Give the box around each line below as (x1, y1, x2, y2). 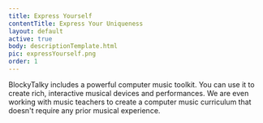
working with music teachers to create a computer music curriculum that (8, 97, 252, 107)
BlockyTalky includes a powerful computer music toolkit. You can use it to (8, 79, 255, 90)
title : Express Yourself (8, 11, 93, 20)
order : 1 (8, 58, 38, 66)
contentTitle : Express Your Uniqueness (8, 20, 144, 28)
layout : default (8, 27, 63, 35)
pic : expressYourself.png (8, 50, 96, 58)
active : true (8, 34, 53, 43)
